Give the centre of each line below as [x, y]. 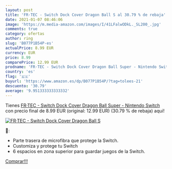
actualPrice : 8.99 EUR [29, 48]
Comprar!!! [17, 161]
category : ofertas [25, 34]
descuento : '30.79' [26, 86]
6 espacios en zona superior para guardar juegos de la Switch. [79, 151]
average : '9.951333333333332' [38, 91]
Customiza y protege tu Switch [45, 146]
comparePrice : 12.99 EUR [32, 62]
